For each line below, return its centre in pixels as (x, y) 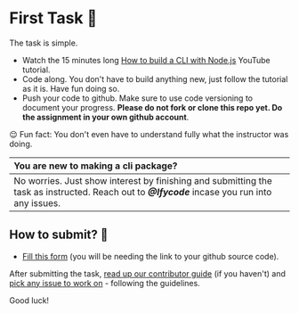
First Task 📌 (53, 18)
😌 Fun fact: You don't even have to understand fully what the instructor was (149, 134)
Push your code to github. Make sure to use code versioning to (137, 98)
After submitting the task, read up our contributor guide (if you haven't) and (148, 273)
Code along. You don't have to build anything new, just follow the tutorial (155, 78)
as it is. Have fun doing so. (71, 88)
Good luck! (29, 300)
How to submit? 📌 (59, 235)
